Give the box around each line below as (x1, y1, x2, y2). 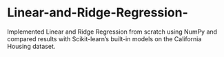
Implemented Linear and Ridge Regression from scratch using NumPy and (7, 27, 218, 36)
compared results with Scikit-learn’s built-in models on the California (7, 34, 202, 43)
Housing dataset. (7, 42, 56, 50)
